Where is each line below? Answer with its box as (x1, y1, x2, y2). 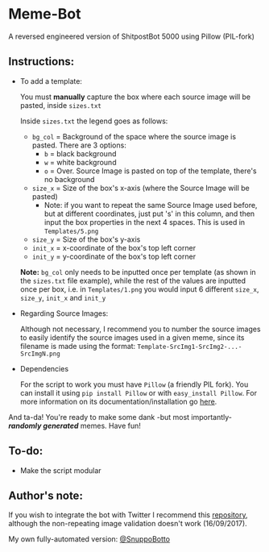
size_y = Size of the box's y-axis (31, 234, 141, 244)
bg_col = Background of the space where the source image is (31, 131, 236, 141)
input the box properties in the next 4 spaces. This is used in (43, 217, 246, 226)
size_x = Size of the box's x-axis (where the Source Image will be (31, 183, 250, 193)
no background (43, 174, 95, 184)
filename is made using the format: (19, 341, 136, 351)
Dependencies (19, 363, 69, 373)
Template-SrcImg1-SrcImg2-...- (137, 342, 242, 351)
